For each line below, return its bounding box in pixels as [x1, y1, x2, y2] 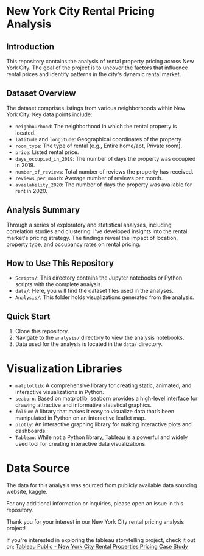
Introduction [6, 41, 55, 52]
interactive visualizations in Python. [15, 389, 105, 396]
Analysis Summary [6, 205, 80, 216]
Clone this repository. [15, 328, 69, 335]
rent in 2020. [15, 187, 47, 194]
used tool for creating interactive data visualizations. [15, 440, 147, 448]
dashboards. [15, 428, 47, 435]
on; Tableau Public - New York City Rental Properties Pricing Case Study [6, 543, 188, 551]
